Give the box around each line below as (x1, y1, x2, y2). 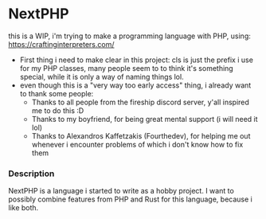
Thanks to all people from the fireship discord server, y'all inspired (31, 97, 249, 107)
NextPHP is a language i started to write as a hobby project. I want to (8, 186, 235, 196)
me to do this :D (31, 105, 84, 115)
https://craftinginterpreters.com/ (8, 39, 115, 49)
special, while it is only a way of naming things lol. (19, 72, 185, 81)
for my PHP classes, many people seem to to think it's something (19, 63, 233, 72)
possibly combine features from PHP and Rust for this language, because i (8, 194, 252, 204)
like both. (8, 203, 39, 213)
